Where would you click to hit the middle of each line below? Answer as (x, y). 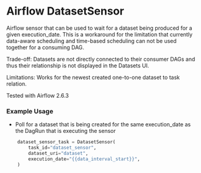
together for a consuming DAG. (45, 47)
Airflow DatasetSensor (65, 11)
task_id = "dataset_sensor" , (62, 148)
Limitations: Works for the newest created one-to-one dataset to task (93, 77)
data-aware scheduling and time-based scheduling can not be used (91, 41)
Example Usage (30, 111)
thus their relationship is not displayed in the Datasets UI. (78, 66)
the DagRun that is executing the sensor (65, 131)
